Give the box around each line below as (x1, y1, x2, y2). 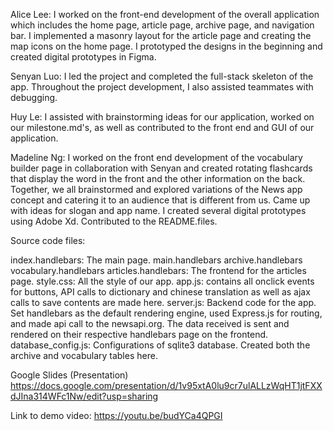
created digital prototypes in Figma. (10, 51, 157, 63)
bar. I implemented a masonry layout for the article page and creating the (10, 30, 312, 41)
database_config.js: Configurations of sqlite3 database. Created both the (10, 339, 311, 351)
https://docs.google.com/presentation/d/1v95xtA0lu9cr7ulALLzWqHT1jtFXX (10, 380, 323, 391)
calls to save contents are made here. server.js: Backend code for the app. (10, 297, 317, 308)
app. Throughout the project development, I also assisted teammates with (10, 81, 314, 93)
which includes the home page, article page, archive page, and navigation (10, 19, 315, 31)
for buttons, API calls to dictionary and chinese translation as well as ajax (10, 286, 311, 298)
